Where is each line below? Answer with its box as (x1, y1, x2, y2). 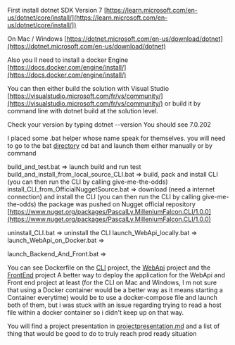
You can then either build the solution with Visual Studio (7, 84, 170, 92)
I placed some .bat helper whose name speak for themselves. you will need (7, 134, 226, 142)
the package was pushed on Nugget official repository (37, 200, 196, 208)
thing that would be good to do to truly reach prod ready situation (7, 330, 197, 337)
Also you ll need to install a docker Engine (7, 56, 129, 64)
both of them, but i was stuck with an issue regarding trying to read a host (7, 301, 222, 309)
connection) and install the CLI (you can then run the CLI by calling (7, 193, 201, 201)
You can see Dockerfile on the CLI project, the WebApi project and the (7, 263, 211, 272)
